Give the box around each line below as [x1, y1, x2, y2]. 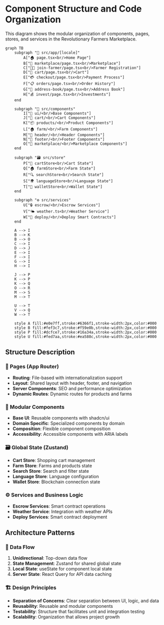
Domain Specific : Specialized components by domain [12, 420, 125, 426]
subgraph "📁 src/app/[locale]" [14, 50, 80, 55]
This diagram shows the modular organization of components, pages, [5, 30, 150, 36]
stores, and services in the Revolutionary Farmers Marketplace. [5, 36, 137, 42]
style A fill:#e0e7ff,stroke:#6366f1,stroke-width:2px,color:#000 [14, 321, 157, 326]
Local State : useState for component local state [12, 566, 113, 572]
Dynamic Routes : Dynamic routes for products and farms [12, 391, 132, 397]
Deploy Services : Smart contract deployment [12, 514, 107, 520]
